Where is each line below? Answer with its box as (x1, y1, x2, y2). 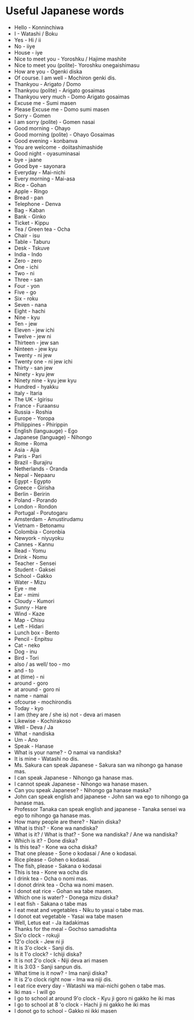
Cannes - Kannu (14, 541, 54, 548)
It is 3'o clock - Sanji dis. (14, 944, 75, 951)
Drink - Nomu (14, 553, 48, 560)
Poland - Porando (14, 497, 57, 504)
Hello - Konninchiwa (14, 24, 64, 31)
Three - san (14, 276, 43, 283)
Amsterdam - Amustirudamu (14, 515, 83, 523)
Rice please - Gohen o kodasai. (14, 856, 90, 863)
